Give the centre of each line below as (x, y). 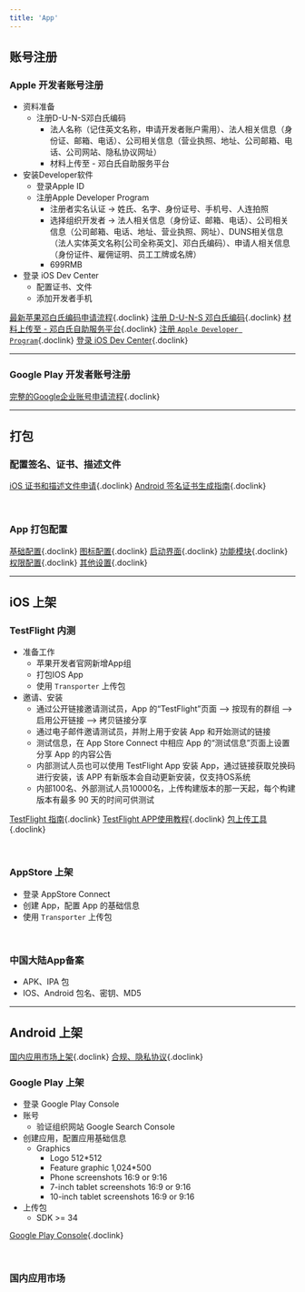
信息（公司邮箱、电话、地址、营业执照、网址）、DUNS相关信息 (167, 232)
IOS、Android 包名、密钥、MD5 (82, 993)
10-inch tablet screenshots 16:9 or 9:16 (122, 1196)
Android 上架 (46, 1033)
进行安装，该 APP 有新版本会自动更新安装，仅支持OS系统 (143, 777)
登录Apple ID (60, 187)
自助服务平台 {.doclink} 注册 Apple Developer (156, 329)
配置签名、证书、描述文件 (65, 464)
